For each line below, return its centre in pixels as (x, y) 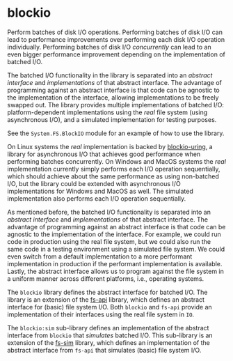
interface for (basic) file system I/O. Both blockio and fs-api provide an (110, 307)
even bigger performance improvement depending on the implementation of (116, 54)
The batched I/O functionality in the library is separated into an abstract (110, 75)
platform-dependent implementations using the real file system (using (107, 112)
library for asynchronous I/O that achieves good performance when (104, 154)
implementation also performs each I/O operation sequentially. (97, 198)
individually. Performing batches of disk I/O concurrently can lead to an (109, 47)
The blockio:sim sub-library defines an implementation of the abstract (108, 328)
